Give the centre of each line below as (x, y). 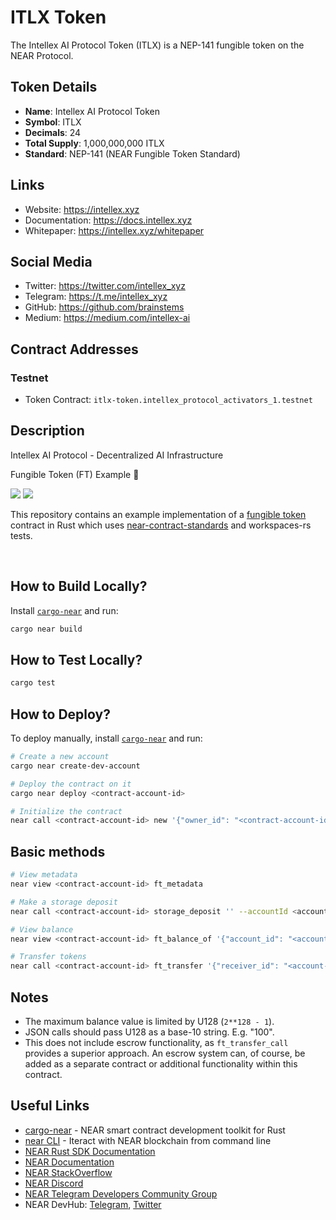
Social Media (51, 261)
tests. (21, 535)
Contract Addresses (74, 349)
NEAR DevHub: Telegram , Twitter (93, 1204)
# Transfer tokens (48, 957)
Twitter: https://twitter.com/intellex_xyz (105, 286)
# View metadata (44, 875)
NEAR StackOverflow (68, 1172)
